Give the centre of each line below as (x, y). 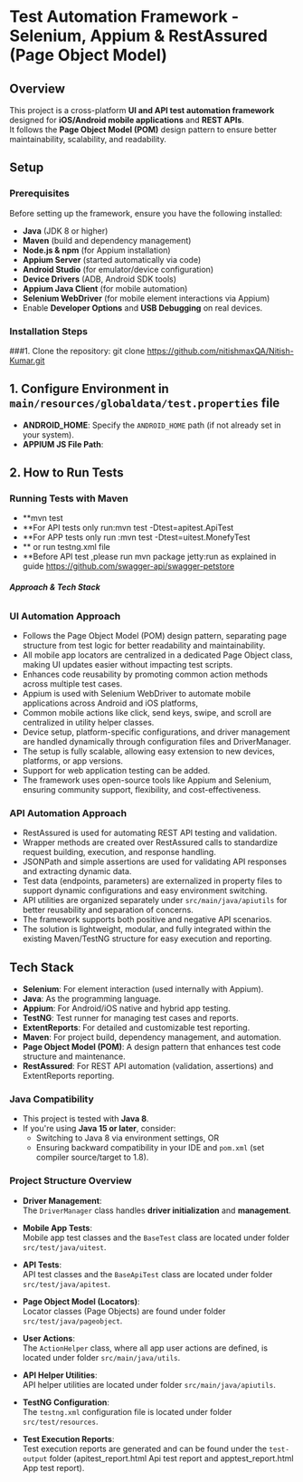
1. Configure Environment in (89, 389)
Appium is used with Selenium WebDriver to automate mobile (137, 694)
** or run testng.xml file (66, 547)
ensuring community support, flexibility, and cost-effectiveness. (142, 790)
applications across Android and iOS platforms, (110, 703)
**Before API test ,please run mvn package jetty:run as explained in (149, 557)
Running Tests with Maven (69, 498)
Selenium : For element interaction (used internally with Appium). (143, 989)
